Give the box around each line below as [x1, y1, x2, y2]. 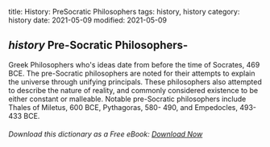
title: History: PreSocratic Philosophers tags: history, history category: [8, 7, 240, 16]
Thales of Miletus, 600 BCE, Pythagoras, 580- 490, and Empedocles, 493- [8, 102, 256, 112]
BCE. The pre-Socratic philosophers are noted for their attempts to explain [8, 68, 255, 78]
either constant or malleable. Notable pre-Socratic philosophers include [8, 94, 247, 104]
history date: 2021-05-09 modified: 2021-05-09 [8, 15, 168, 25]
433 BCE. [8, 111, 40, 120]
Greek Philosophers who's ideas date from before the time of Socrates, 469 [8, 59, 260, 69]
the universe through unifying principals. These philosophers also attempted [8, 76, 262, 87]
